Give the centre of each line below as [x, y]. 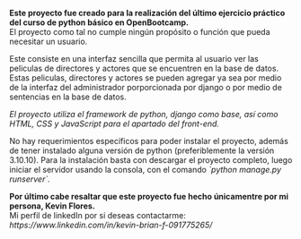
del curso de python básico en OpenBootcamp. [99, 22]
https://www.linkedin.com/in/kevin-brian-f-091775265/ [111, 225]
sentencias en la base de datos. [68, 97]
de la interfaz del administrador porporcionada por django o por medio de [146, 87]
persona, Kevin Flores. [53, 206]
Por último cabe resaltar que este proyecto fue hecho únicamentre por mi [149, 196]
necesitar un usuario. [49, 41]
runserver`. [30, 179]
